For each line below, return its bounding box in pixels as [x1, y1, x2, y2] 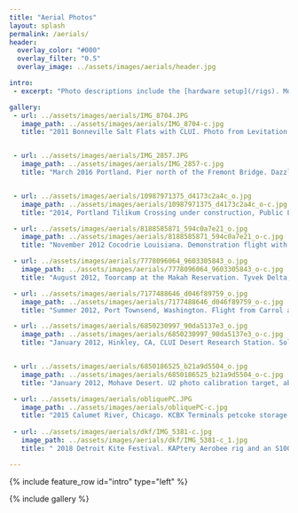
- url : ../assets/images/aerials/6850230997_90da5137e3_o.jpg [12, 321, 248, 331]
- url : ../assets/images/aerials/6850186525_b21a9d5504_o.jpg [12, 362, 248, 371]
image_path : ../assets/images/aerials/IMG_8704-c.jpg [20, 119, 224, 129]
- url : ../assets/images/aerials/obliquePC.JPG [12, 394, 192, 404]
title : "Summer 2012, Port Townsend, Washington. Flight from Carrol [20, 305, 284, 315]
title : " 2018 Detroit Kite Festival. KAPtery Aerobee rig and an [20, 444, 272, 453]
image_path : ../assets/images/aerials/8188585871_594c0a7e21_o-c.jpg [20, 233, 284, 241]
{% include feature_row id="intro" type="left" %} [9, 476, 188, 486]
